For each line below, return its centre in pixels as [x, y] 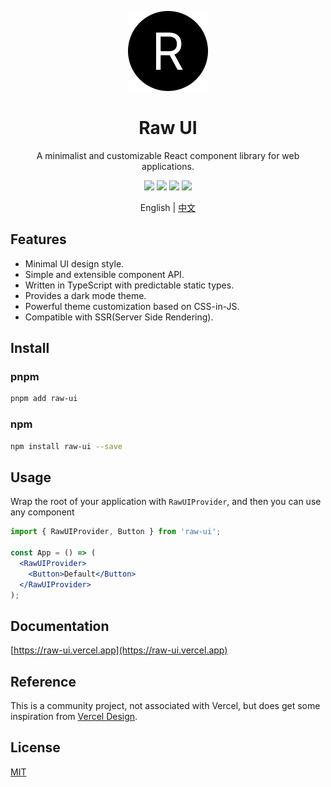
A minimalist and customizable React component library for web [168, 155]
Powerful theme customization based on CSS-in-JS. [132, 306]
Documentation [60, 626]
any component [42, 512]
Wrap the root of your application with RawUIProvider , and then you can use [166, 502]
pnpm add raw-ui [44, 399]
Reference [43, 681]
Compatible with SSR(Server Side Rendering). [119, 317]
